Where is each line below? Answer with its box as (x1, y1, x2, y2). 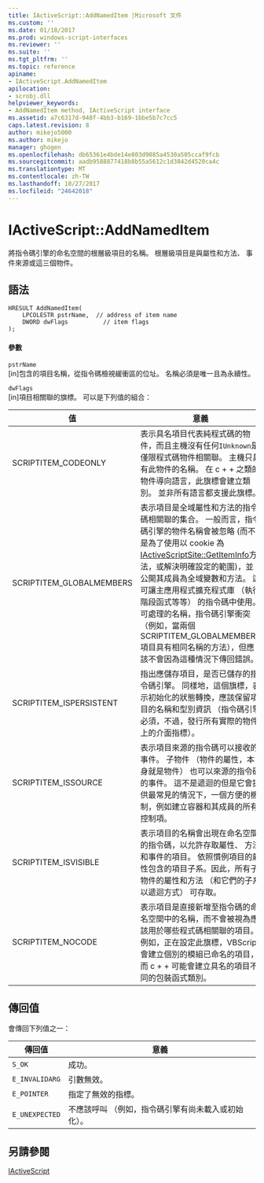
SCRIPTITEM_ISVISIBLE (12, 856, 100, 867)
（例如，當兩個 (140, 619, 196, 630)
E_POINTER (12, 1089, 49, 1099)
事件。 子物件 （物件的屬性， (140, 753, 247, 764)
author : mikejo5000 (8, 128, 72, 136)
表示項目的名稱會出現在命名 (140, 827, 243, 838)
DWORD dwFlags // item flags (22, 318, 149, 327)
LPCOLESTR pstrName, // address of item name (22, 312, 178, 320)
